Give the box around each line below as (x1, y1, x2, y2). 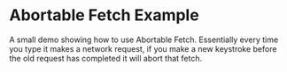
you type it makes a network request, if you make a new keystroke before (9, 43, 277, 54)
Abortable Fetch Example (9, 5, 199, 25)
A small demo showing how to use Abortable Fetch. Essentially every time (9, 34, 279, 45)
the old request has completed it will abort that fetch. (9, 53, 202, 63)
